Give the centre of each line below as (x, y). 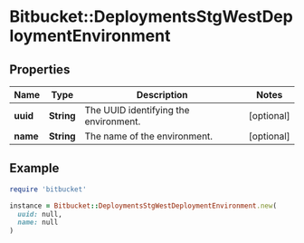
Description (162, 95)
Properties (40, 69)
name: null (38, 223)
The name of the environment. (149, 136)
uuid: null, (40, 214)
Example (34, 168)
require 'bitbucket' (48, 189)
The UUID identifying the (137, 110)
